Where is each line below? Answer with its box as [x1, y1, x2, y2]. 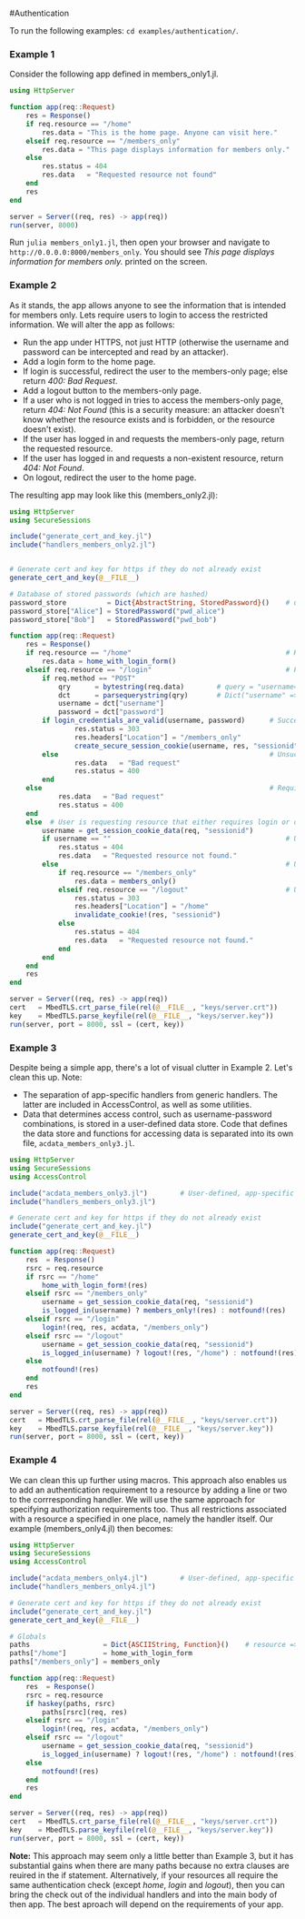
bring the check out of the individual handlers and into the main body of [9, 1889, 278, 1900]
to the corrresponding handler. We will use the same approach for [9, 1493, 256, 1504]
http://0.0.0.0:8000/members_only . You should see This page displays [9, 246, 275, 257]
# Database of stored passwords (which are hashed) [9, 589, 209, 598]
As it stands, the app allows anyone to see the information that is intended [9, 299, 286, 310]
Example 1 [9, 47, 55, 60]
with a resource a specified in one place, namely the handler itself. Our [9, 1513, 274, 1524]
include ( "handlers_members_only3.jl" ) [9, 1197, 156, 1206]
